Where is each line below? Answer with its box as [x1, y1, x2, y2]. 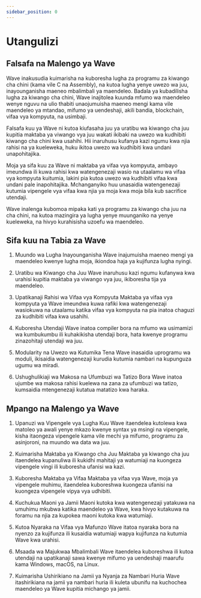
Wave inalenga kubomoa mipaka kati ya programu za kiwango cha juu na [6, 205, 187, 212]
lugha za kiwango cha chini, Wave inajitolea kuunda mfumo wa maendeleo [6, 94, 190, 101]
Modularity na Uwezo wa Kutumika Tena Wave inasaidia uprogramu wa [14, 349, 191, 356]
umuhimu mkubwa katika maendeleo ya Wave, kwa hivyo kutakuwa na [14, 505, 190, 513]
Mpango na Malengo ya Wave [6, 403, 119, 413]
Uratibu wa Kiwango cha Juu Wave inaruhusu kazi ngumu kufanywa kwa [14, 269, 195, 276]
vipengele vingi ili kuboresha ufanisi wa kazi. [14, 463, 125, 471]
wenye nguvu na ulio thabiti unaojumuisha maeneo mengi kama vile [6, 100, 173, 107]
